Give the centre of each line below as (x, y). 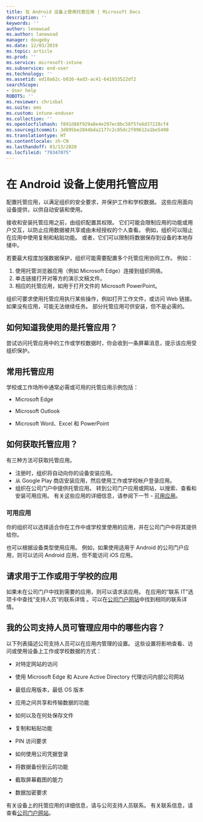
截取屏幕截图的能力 (39, 779)
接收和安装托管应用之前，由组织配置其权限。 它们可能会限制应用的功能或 (97, 223)
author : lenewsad (28, 29)
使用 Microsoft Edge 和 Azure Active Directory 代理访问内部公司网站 (99, 677)
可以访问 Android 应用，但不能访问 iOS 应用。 (79, 555)
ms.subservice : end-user (37, 68)
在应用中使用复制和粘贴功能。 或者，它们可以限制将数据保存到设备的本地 (97, 238)
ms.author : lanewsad (32, 34)
